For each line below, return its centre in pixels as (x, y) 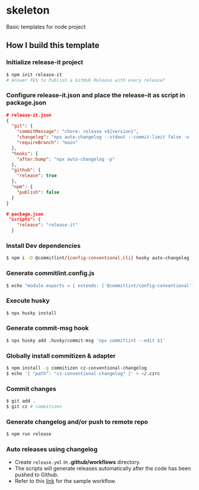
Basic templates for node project (46, 27)
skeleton (28, 10)
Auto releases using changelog (52, 449)
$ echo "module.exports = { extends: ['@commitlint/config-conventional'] (100, 285)
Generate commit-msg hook (47, 328)
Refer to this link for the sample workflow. (65, 481)
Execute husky (28, 301)
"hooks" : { (25, 154)
